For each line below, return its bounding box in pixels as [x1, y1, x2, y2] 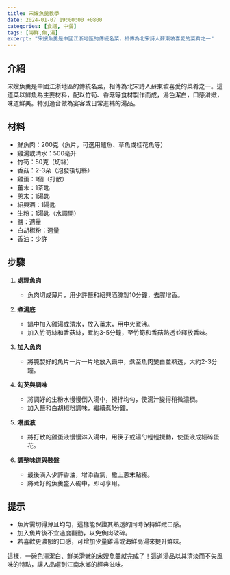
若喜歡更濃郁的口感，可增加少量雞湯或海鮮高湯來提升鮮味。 [16, 537, 186, 546]
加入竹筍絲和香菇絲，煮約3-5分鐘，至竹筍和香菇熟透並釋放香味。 [27, 328, 212, 336]
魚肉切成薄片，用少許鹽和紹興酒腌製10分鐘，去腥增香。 [27, 290, 184, 298]
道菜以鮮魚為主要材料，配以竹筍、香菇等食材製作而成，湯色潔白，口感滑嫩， [7, 90, 223, 99]
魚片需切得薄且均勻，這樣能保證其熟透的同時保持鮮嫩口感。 [16, 520, 186, 528]
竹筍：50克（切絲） [16, 157, 73, 166]
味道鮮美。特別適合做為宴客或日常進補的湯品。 [7, 99, 139, 107]
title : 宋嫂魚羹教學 [7, 10, 60, 17]
